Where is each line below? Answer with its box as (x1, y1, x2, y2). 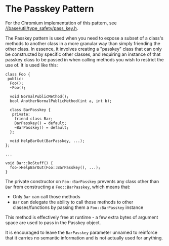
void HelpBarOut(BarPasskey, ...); (10, 138, 85, 144)
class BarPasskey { (10, 107, 51, 112)
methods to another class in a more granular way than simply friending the (5, 40, 160, 46)
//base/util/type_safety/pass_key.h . (5, 25, 78, 31)
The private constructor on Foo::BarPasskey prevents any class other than (5, 178, 159, 184)
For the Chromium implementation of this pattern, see (5, 20, 117, 26)
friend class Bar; (14, 116, 53, 121)
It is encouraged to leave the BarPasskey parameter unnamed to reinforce (5, 229, 158, 235)
